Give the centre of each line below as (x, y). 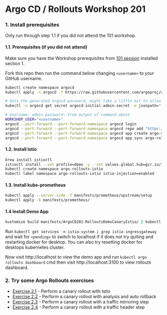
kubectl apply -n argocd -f (34, 92)
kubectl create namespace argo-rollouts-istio (54, 169)
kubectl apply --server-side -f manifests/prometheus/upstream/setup (79, 195)
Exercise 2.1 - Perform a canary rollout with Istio (61, 291)
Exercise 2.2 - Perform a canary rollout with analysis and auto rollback (84, 297)
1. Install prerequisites (32, 25)
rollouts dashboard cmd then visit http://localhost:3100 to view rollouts (78, 262)
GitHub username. (24, 78)
